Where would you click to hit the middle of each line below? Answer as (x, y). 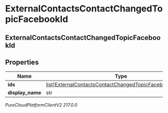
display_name (24, 93)
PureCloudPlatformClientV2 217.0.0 (41, 105)
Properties (22, 62)
